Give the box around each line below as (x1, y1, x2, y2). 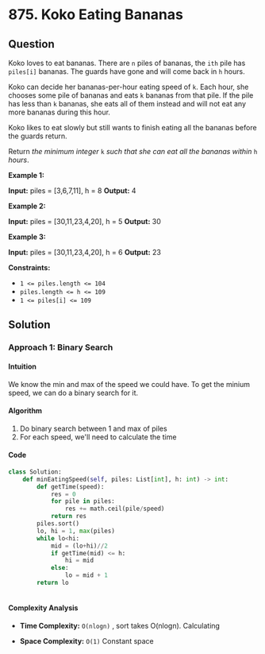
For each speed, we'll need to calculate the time (19, 431, 177, 442)
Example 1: (8, 171, 45, 180)
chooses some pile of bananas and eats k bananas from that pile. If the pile (8, 91, 254, 100)
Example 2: (8, 201, 46, 211)
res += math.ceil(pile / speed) (64, 505, 165, 513)
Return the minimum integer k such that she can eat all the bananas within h (8, 147, 258, 156)
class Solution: (8, 467, 62, 476)
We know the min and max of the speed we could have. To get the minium (8, 379, 251, 389)
